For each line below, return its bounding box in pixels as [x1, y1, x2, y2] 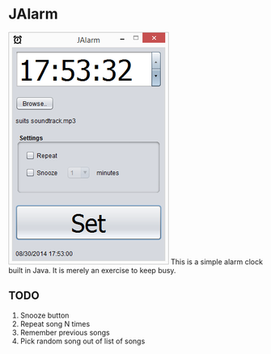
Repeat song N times [19, 318, 91, 328]
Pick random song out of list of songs [19, 336, 146, 346]
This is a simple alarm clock [170, 256, 263, 267]
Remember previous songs [19, 327, 111, 337]
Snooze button [19, 310, 70, 320]
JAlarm [8, 5, 58, 23]
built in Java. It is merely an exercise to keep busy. [8, 265, 176, 275]
